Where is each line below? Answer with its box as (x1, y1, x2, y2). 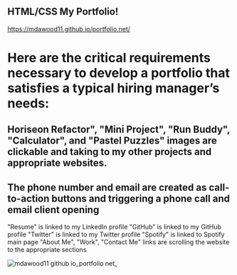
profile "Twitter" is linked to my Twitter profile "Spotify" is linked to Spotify (7, 230, 225, 239)
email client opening (7, 204, 100, 216)
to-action (7, 192, 50, 204)
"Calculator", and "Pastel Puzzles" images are (7, 135, 217, 147)
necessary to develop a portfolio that (7, 65, 230, 81)
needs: (7, 96, 50, 111)
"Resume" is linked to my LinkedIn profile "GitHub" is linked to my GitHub (7, 223, 222, 231)
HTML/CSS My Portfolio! (7, 6, 119, 18)
